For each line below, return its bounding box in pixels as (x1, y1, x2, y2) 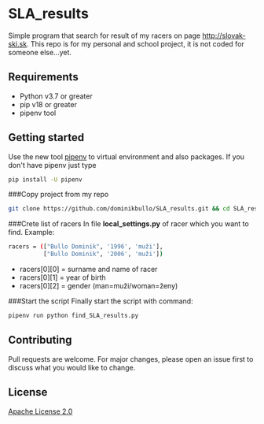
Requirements (8, 70, 79, 84)
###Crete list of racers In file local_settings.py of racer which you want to (8, 219, 249, 229)
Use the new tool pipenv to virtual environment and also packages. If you (8, 151, 245, 162)
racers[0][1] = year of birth (19, 273, 106, 282)
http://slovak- (202, 31, 246, 40)
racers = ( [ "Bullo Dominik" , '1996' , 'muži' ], (8, 243, 163, 251)
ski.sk (8, 39, 27, 48)
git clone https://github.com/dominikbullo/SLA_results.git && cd (8, 205, 230, 213)
